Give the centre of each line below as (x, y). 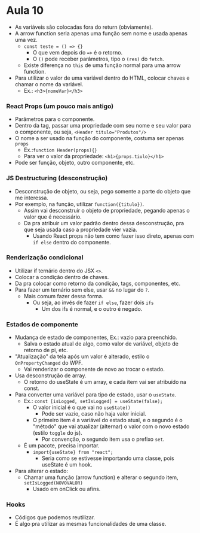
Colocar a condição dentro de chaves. (62, 277)
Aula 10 (25, 10)
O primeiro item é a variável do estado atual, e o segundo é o (108, 420)
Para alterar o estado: (41, 471)
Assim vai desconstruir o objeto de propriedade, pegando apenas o (107, 210)
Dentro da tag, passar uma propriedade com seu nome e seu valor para (103, 126)
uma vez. (26, 40)
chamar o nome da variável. (49, 84)
